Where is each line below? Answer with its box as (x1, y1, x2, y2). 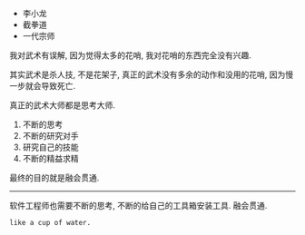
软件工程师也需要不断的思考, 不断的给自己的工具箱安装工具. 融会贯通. (9, 201, 268, 211)
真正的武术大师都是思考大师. (9, 100, 116, 111)
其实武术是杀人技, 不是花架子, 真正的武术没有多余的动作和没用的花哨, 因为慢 (9, 69, 293, 80)
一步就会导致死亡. (9, 81, 76, 91)
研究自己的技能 (22, 142, 79, 152)
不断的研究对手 (22, 131, 79, 141)
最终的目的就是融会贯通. (9, 172, 100, 183)
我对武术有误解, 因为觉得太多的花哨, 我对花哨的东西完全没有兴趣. (9, 50, 251, 61)
